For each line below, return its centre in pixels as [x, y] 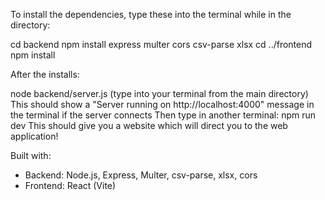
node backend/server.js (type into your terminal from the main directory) [159, 93]
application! [34, 136]
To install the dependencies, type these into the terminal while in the [151, 14]
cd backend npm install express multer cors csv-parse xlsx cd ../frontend [161, 44]
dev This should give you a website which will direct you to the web [149, 125]
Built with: [31, 155]
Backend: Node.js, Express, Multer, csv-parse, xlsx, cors [141, 175]
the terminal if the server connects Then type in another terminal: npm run [163, 115]
